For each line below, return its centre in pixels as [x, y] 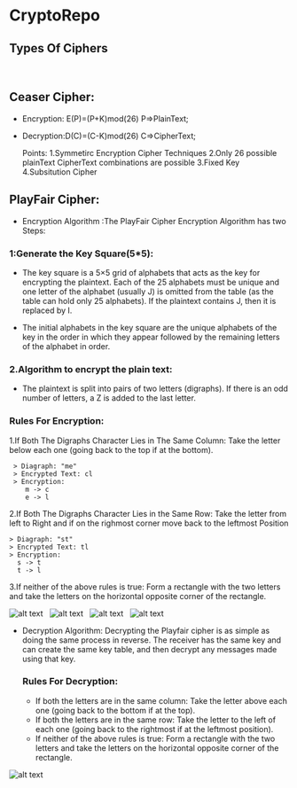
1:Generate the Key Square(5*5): [81, 254]
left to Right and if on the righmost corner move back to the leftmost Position [149, 523]
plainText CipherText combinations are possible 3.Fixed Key [131, 162]
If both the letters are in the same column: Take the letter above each [161, 700]
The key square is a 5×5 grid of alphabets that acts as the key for [141, 272]
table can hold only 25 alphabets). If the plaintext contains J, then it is [149, 300]
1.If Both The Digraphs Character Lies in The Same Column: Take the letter [145, 441]
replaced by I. [47, 310]
